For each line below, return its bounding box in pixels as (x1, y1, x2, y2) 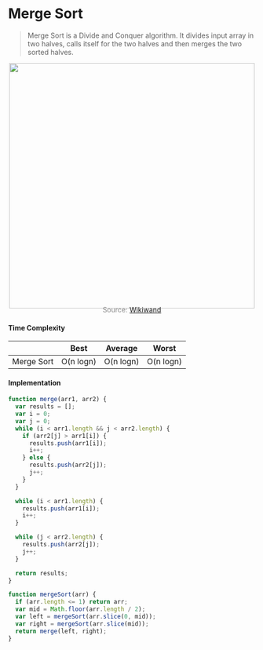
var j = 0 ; (15, 417, 51, 425)
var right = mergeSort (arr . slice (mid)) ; (15, 619, 149, 628)
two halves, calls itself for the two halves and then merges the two (27, 38, 242, 48)
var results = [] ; (15, 403, 76, 411)
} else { (22, 454, 51, 462)
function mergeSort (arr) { (8, 590, 97, 599)
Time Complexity (8, 323, 65, 332)
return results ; (15, 569, 68, 577)
